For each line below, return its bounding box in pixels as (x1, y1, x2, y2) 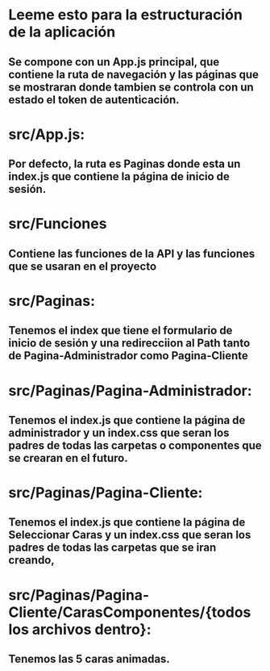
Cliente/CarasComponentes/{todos (8, 603, 251, 621)
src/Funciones (8, 215, 107, 233)
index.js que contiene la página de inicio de (8, 170, 230, 183)
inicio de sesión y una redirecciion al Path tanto (8, 337, 251, 350)
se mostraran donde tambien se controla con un (8, 80, 254, 94)
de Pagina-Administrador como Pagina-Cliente (8, 349, 248, 363)
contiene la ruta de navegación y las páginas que (8, 67, 260, 82)
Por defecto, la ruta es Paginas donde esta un (8, 157, 241, 171)
